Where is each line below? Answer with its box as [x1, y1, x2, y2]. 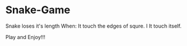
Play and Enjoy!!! [5, 33, 46, 40]
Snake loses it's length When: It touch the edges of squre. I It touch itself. [5, 22, 182, 29]
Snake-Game [5, 3, 71, 17]
